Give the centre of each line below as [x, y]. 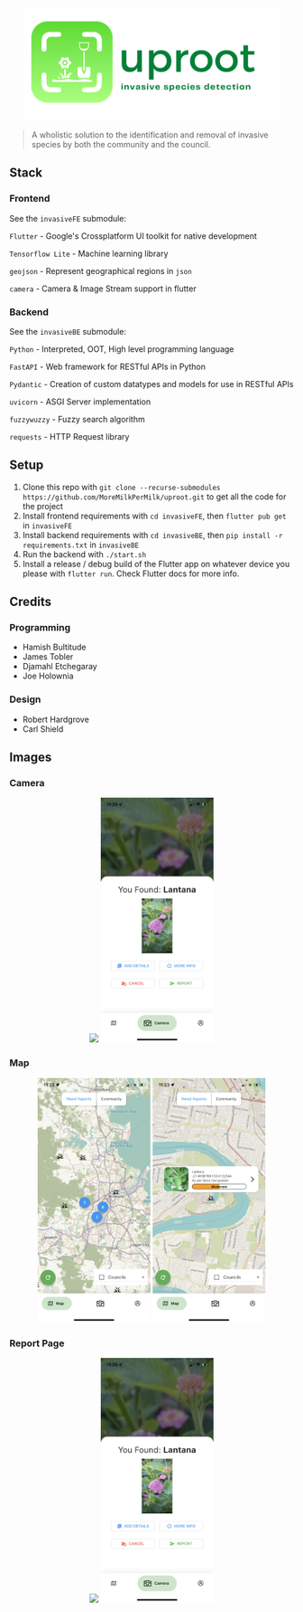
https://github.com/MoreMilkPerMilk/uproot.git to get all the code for [154, 497]
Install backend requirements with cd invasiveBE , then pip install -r [152, 535]
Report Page [37, 1343]
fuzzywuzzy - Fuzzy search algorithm [78, 419]
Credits [31, 602]
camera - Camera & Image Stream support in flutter [103, 289]
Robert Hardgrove [56, 719]
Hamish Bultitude [54, 647]
